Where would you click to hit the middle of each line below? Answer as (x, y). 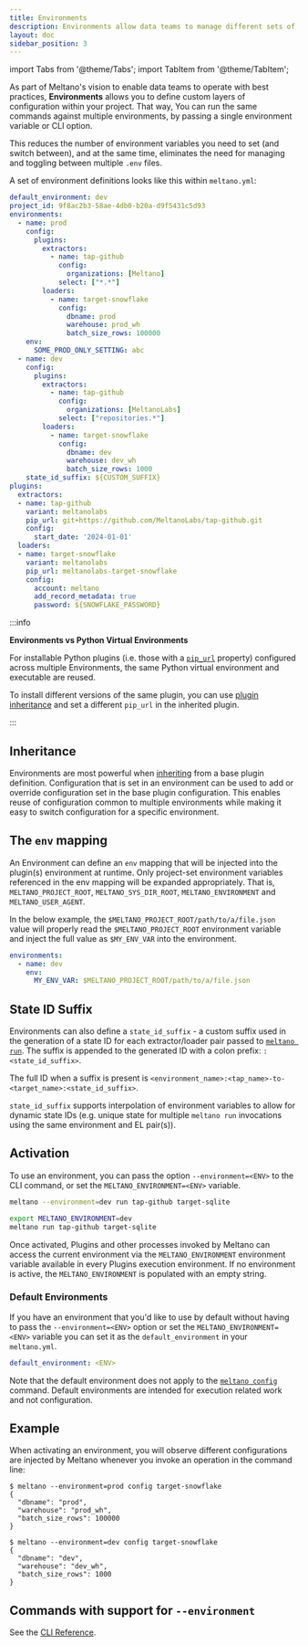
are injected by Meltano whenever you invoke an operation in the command (151, 1460)
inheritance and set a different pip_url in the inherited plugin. (124, 705)
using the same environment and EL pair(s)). (92, 1125)
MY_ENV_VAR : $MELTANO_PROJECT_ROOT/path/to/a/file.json (142, 981)
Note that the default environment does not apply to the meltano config (144, 1380)
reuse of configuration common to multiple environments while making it (145, 802)
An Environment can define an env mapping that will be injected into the (144, 862)
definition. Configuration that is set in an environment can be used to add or (152, 783)
